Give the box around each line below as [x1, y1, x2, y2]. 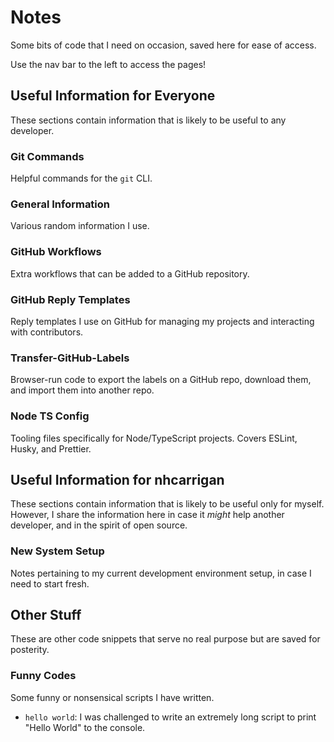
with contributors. [10, 326, 84, 338]
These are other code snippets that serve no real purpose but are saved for [10, 633, 321, 645]
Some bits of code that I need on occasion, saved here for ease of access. [10, 39, 317, 51]
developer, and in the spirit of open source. [10, 519, 188, 531]
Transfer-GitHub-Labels [10, 351, 130, 365]
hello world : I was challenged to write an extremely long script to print [24, 711, 317, 723]
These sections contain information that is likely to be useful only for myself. [10, 498, 325, 510]
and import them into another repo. [10, 384, 155, 396]
